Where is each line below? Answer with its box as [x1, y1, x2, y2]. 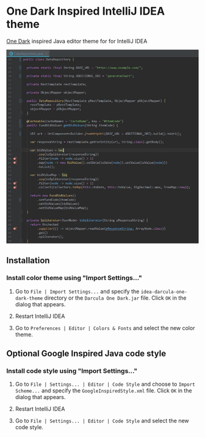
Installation [6, 255, 50, 266]
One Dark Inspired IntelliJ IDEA [6, 4, 165, 18]
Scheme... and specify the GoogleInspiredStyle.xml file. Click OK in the [15, 387, 192, 394]
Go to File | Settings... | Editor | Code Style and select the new [15, 417, 189, 425]
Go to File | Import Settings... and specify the [15, 287, 140, 295]
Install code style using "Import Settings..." [6, 366, 138, 375]
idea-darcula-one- [140, 289, 188, 295]
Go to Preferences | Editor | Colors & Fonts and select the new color [15, 324, 195, 331]
